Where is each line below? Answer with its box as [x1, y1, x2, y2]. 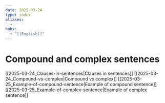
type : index [5, 12, 31, 17]
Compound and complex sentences [5, 53, 160, 65]
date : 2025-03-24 [5, 7, 43, 13]
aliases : [5, 17, 24, 22]
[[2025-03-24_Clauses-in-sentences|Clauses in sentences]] [5, 70, 133, 76]
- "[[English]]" [10, 31, 45, 36]
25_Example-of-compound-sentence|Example [5, 81, 104, 87]
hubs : [5, 27, 17, 32]
